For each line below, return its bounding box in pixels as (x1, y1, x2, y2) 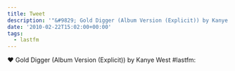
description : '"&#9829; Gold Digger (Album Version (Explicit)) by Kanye (7, 17, 229, 24)
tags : (7, 30, 23, 37)
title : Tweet (7, 10, 46, 18)
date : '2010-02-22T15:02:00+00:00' (7, 23, 112, 30)
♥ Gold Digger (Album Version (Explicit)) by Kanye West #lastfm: (7, 56, 196, 64)
